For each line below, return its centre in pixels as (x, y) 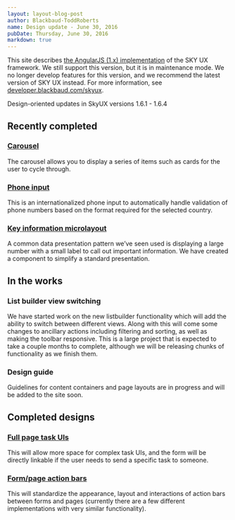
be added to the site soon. (45, 395)
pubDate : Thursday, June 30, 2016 (58, 34)
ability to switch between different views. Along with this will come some (113, 324)
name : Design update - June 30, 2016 (63, 27)
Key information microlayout (57, 229)
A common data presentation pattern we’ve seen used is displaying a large (115, 243)
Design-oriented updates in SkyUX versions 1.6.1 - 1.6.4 (87, 104)
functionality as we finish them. (53, 354)
